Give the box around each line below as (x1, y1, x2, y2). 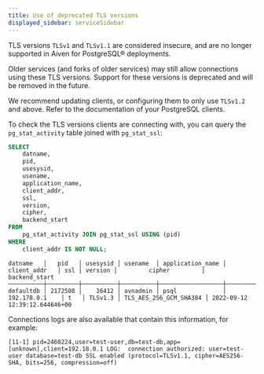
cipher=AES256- (194, 351, 244, 360)
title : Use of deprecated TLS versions (8, 11, 139, 20)
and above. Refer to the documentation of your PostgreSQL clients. (8, 104, 225, 114)
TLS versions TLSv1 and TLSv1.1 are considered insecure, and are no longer (8, 40, 253, 49)
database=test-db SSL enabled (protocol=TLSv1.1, (25, 351, 192, 360)
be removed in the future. (8, 80, 90, 90)
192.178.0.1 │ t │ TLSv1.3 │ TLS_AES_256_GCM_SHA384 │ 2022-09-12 (8, 294, 247, 302)
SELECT (8, 143, 30, 151)
